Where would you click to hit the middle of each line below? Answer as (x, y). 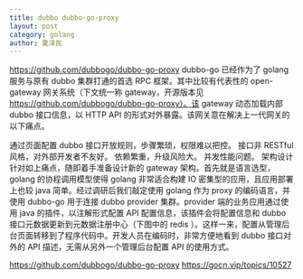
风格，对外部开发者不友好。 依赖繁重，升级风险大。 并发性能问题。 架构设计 (151, 157)
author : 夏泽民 (36, 43)
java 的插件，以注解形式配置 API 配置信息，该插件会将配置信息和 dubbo (153, 213)
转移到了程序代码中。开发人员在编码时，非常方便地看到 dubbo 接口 (158, 236)
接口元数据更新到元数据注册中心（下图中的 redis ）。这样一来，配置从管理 (146, 224)
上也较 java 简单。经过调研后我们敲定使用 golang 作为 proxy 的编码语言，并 (150, 191)
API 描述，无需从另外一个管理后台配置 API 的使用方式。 (130, 247)
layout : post (34, 26)
